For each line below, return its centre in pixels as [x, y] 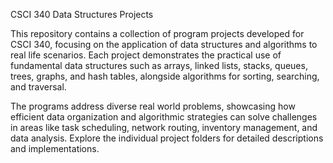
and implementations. [55, 148]
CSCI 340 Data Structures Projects [82, 14]
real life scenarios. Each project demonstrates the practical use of [146, 55]
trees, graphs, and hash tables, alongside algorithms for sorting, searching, [165, 76]
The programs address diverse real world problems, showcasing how [153, 106]
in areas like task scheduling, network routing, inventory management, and [164, 127]
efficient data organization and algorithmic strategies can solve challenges [164, 117]
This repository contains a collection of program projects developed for [157, 33]
